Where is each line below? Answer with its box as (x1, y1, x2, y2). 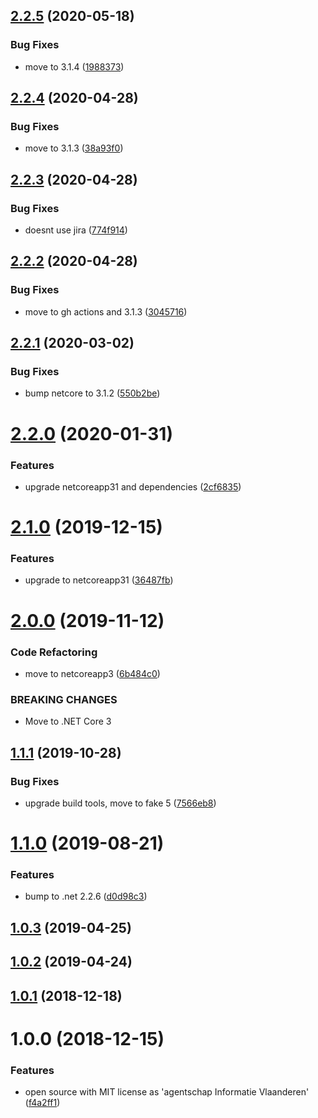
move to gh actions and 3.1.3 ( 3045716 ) (24, 305, 188, 318)
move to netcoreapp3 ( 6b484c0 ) (24, 667, 161, 679)
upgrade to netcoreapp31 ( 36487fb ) (24, 574, 174, 586)
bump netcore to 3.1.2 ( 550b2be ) (24, 387, 161, 399)
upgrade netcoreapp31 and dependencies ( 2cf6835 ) (24, 480, 242, 493)
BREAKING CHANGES (10, 692, 118, 706)
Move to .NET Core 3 (24, 715, 112, 728)
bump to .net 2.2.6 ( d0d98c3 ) (24, 890, 148, 903)
